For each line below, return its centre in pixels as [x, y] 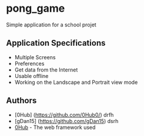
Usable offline [31, 76]
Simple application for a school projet [51, 25]
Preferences [29, 63]
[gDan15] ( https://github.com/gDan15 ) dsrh [66, 121]
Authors [21, 101]
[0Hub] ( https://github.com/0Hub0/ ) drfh [64, 115]
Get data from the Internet [46, 70]
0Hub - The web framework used [55, 127]
